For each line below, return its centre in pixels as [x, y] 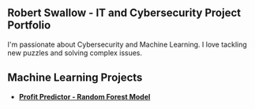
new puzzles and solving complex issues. [75, 53]
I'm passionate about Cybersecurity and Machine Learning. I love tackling [127, 44]
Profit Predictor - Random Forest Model [84, 96]
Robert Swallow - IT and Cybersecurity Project [124, 13]
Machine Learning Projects [75, 78]
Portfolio [29, 26]
